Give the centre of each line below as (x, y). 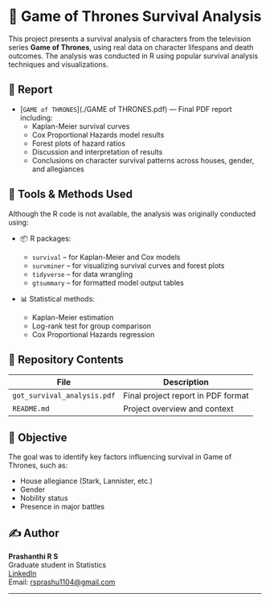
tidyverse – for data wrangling (82, 274)
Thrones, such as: (38, 465)
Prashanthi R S (33, 556)
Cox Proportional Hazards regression (93, 334)
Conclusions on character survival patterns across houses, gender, (143, 160)
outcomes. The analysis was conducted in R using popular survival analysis (133, 56)
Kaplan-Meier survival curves (81, 126)
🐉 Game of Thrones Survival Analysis (135, 16)
